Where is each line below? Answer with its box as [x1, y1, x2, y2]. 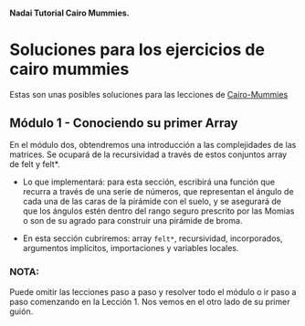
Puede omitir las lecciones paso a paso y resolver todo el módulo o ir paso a [9, 286, 297, 297]
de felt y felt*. [9, 159, 60, 170]
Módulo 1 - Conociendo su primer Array [9, 115, 238, 131]
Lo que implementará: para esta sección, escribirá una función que [22, 176, 276, 187]
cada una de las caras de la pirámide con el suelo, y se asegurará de [22, 196, 281, 207]
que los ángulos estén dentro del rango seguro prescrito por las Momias [22, 205, 295, 216]
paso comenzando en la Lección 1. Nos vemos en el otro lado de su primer [9, 296, 290, 307]
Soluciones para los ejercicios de [9, 39, 265, 59]
